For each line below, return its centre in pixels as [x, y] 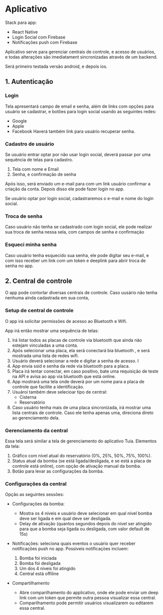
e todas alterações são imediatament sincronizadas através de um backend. [81, 57]
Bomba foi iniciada [38, 558]
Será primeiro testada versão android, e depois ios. [56, 66]
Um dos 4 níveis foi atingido [47, 569]
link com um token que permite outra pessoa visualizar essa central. [88, 598]
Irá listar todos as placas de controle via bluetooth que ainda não [77, 340]
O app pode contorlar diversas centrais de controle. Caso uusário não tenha [81, 293]
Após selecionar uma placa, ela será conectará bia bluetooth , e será [81, 350]
